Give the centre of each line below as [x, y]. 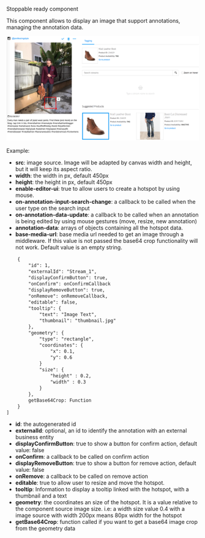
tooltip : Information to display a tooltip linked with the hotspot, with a [102, 490]
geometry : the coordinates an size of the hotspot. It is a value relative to [106, 502]
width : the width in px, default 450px [62, 176]
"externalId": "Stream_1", [63, 272]
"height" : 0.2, [71, 376]
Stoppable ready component [42, 9]
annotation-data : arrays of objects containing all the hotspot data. [99, 228]
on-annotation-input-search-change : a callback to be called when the [105, 202]
